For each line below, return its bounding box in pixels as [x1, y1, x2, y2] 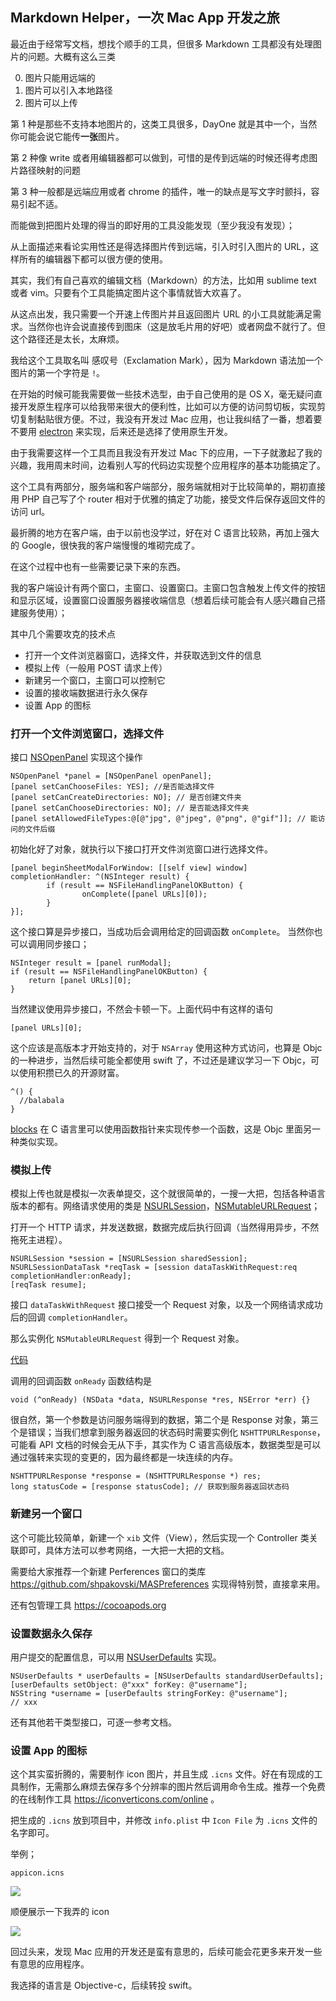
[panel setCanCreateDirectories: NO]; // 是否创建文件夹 [10, 793, 242, 803]
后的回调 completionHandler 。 [10, 1311, 133, 1323]
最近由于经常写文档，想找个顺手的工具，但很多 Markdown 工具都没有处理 [10, 38, 313, 50]
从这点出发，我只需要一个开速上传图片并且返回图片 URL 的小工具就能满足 [10, 308, 313, 320]
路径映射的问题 [18, 164, 81, 176]
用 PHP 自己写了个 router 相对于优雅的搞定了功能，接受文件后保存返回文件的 [10, 493, 326, 505]
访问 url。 [10, 505, 51, 517]
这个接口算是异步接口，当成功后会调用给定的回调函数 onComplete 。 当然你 [10, 926, 315, 938]
